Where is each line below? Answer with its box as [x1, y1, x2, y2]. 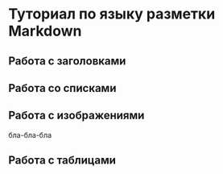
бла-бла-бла [8, 130, 52, 139]
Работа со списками [8, 81, 117, 95]
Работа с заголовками [8, 54, 126, 68]
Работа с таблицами [8, 154, 117, 168]
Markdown [8, 22, 82, 40]
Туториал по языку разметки [8, 5, 216, 23]
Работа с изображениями [8, 109, 145, 122]
